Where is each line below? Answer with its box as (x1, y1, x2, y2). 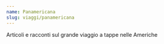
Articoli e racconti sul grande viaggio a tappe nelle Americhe (6, 31, 158, 38)
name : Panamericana (6, 8, 56, 15)
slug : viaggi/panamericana (6, 14, 75, 20)
